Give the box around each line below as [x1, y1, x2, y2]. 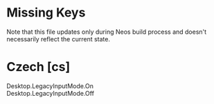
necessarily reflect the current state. [6, 34, 110, 43]
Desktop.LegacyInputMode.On [6, 81, 94, 90]
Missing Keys [6, 5, 86, 21]
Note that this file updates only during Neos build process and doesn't [6, 28, 207, 36]
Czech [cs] [6, 59, 71, 75]
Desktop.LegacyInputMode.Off [6, 89, 95, 97]
